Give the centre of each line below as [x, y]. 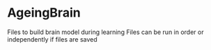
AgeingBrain [44, 13]
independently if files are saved [52, 39]
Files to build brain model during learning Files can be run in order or [105, 32]
